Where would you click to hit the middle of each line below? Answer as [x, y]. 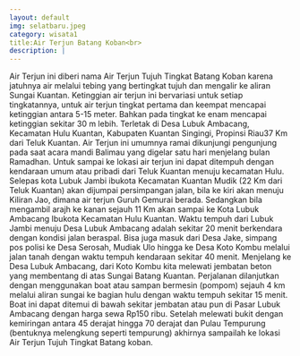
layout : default [39, 17]
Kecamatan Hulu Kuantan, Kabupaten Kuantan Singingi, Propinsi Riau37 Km [149, 133]
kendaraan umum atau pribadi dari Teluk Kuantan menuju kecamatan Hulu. [147, 172]
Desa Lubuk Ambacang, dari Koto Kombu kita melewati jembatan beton [141, 267]
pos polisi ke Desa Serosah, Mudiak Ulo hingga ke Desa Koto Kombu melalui [150, 248]
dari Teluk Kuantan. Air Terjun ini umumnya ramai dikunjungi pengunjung [143, 143]
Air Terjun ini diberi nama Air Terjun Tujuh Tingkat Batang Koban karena [141, 76]
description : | [38, 51]
